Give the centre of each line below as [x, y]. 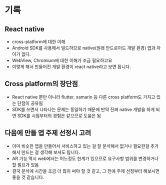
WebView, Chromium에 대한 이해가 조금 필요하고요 [62, 60]
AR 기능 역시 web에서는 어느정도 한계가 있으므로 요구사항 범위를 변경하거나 [85, 158]
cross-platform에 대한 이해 [38, 41]
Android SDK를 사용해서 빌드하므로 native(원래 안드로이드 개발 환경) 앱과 [83, 48]
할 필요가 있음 [25, 164]
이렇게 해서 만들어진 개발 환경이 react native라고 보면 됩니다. [71, 66]
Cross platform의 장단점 [41, 84]
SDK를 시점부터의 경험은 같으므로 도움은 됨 [59, 115]
